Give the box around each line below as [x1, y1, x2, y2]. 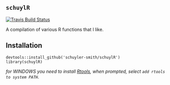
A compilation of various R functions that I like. [6, 26, 104, 32]
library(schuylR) [6, 59, 43, 65]
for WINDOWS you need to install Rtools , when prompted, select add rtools [6, 68, 165, 74]
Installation [6, 41, 42, 50]
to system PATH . [6, 74, 40, 80]
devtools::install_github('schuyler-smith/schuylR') [6, 55, 120, 60]
